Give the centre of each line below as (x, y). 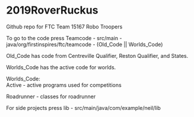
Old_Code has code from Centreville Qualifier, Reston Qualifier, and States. (97, 56)
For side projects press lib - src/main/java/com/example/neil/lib (84, 108)
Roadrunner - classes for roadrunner (51, 96)
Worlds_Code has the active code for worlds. (61, 67)
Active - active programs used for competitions (64, 85)
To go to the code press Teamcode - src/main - (64, 38)
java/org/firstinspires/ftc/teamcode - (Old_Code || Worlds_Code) (85, 44)
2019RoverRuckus (52, 10)
